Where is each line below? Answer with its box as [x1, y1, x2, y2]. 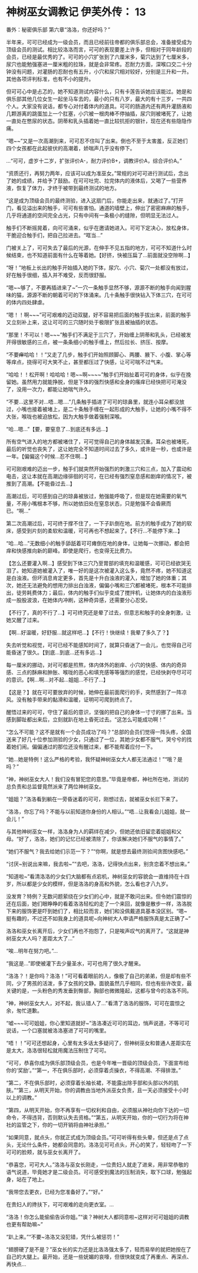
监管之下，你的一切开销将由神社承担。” [16, 1121, 110, 1128]
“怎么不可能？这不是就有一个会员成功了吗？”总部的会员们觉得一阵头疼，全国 [6, 728, 192, 735]
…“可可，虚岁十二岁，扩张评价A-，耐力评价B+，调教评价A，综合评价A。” [6, 157, 182, 164]
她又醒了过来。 [6, 616, 42, 623]
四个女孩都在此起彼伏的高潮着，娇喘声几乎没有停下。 [6, 144, 136, 152]
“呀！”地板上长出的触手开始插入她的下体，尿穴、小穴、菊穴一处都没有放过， [6, 264, 192, 271]
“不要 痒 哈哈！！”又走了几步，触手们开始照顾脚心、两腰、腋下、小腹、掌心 [6, 351, 187, 358]
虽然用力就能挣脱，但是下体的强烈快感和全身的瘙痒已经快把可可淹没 [21, 378, 187, 385]
